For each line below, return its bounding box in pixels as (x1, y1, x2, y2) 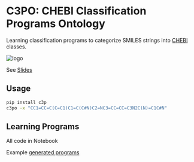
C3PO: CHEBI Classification (6, 4, 147, 18)
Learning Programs (6, 121, 80, 132)
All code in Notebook (6, 137, 58, 145)
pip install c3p (6, 99, 47, 105)
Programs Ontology (6, 17, 106, 30)
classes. (6, 43, 27, 50)
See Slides (6, 66, 33, 73)
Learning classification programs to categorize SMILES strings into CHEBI (6, 36, 188, 44)
